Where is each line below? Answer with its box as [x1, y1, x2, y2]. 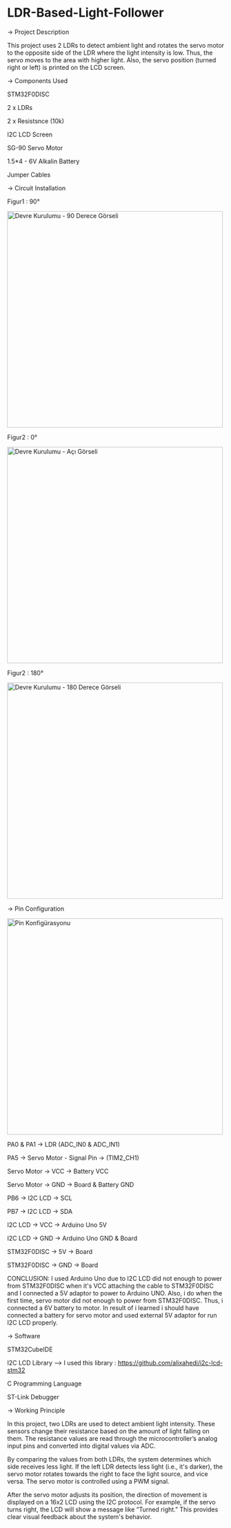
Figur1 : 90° [7, 197, 40, 206]
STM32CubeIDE [7, 1345, 53, 1354]
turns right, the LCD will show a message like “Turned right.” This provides [7, 1505, 219, 1513]
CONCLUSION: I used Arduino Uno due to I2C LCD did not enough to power [7, 1274, 223, 1282]
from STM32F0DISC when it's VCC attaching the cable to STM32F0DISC [7, 1282, 214, 1290]
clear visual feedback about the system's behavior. [7, 1512, 152, 1520]
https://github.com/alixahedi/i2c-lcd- [117, 1358, 223, 1367]
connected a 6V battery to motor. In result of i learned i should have [7, 1303, 200, 1312]
